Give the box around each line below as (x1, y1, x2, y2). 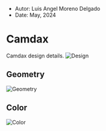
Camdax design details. (6, 52, 65, 59)
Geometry (6, 69, 45, 80)
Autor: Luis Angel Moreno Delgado (14, 5, 101, 12)
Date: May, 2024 (14, 11, 56, 19)
